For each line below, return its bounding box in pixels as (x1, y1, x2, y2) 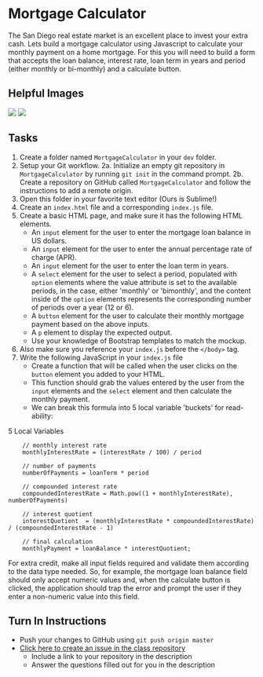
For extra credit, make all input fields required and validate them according (8, 558, 250, 568)
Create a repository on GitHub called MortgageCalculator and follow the (19, 177, 251, 187)
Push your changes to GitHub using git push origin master (19, 635, 214, 645)
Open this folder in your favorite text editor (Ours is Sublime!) (19, 194, 217, 203)
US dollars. (31, 236, 68, 245)
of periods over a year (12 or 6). (31, 302, 134, 312)
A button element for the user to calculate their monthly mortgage (31, 311, 245, 320)
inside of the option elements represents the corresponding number (31, 294, 252, 303)
